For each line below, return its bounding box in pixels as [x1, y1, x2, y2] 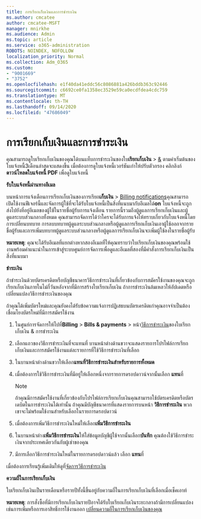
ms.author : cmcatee [6, 14, 55, 20]
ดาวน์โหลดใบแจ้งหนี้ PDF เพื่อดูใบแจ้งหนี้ [6, 169, 89, 176]
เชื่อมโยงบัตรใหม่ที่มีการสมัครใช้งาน [6, 309, 75, 316]
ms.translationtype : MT [6, 93, 66, 99]
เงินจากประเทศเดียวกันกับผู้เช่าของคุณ [14, 438, 89, 446]
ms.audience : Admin [6, 31, 55, 37]
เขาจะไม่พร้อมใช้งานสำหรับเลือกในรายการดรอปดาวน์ [14, 408, 118, 415]
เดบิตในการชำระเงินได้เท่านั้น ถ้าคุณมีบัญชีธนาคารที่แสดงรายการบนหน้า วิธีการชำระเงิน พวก [14, 401, 192, 408]
